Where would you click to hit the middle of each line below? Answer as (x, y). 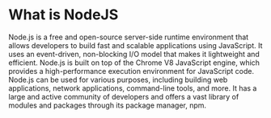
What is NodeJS (64, 15)
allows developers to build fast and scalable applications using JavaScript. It (135, 45)
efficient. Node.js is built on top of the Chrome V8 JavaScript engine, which (134, 63)
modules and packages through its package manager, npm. (108, 105)
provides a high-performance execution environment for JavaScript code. (131, 71)
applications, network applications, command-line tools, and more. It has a (133, 88)
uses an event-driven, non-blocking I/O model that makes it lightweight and (134, 54)
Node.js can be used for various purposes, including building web (118, 79)
